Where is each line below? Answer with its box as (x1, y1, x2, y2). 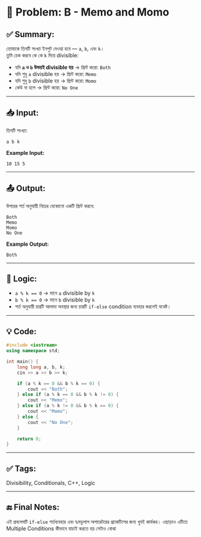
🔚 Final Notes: (6, 502, 60, 512)
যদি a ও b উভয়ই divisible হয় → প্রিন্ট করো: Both (14, 64, 111, 71)
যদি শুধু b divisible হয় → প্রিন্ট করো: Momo (14, 77, 97, 84)
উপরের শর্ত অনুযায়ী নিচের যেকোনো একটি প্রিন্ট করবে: (6, 202, 95, 209)
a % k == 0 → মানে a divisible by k (14, 289, 95, 297)
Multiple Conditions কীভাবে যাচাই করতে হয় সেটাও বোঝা (6, 524, 117, 532)
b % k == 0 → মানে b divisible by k (14, 296, 95, 304)
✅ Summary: (6, 29, 55, 39)
